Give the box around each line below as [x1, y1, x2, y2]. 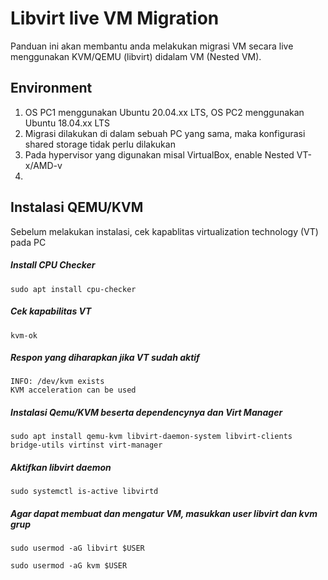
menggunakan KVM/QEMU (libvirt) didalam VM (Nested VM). [10, 50, 262, 62]
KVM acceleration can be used [10, 385, 137, 396]
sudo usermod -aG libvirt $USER [10, 543, 145, 554]
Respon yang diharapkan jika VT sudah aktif [10, 352, 200, 364]
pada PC [10, 236, 47, 248]
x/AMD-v [24, 159, 63, 171]
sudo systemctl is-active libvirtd [10, 487, 159, 497]
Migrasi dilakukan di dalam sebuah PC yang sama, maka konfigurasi [24, 127, 306, 139]
